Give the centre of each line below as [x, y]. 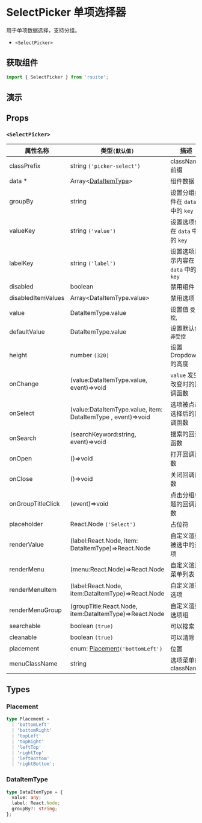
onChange [24, 384]
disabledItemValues [37, 297]
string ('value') [93, 230]
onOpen [20, 458]
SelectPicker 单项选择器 [66, 12]
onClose [21, 478]
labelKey [21, 263]
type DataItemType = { [35, 792]
